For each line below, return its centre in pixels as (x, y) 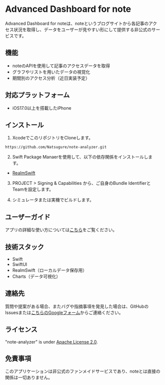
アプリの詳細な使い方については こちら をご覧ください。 (61, 230)
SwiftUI (20, 264)
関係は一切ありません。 (29, 378)
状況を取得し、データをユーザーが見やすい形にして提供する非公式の (82, 29)
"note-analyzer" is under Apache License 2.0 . (51, 342)
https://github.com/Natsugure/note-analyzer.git (56, 147)
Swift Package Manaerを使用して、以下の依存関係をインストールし (80, 157)
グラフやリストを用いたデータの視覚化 (51, 72)
